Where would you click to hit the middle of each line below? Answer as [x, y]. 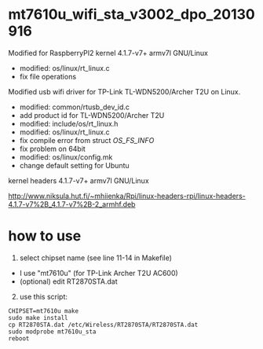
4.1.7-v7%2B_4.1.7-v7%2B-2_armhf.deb [72, 204]
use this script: [44, 296]
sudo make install [38, 318]
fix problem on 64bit [53, 149]
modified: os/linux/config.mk [66, 157]
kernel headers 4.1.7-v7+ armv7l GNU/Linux [79, 180]
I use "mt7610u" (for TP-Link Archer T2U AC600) [99, 273]
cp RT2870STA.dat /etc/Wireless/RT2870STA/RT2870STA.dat [103, 325]
